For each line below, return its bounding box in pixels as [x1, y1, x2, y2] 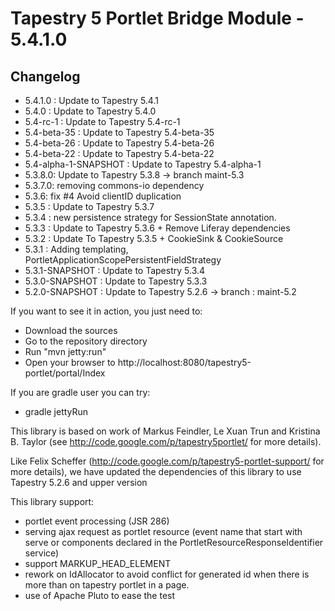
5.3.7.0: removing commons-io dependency [24, 180, 205, 191]
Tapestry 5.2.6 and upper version [10, 477, 148, 488]
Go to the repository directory [24, 335, 148, 347]
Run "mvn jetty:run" [24, 346, 107, 357]
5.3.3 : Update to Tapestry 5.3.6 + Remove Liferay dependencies [24, 222, 291, 234]
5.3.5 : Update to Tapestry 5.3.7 [24, 201, 155, 212]
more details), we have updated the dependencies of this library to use [10, 466, 302, 477]
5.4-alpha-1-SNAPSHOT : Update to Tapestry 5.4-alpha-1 [24, 158, 262, 170]
